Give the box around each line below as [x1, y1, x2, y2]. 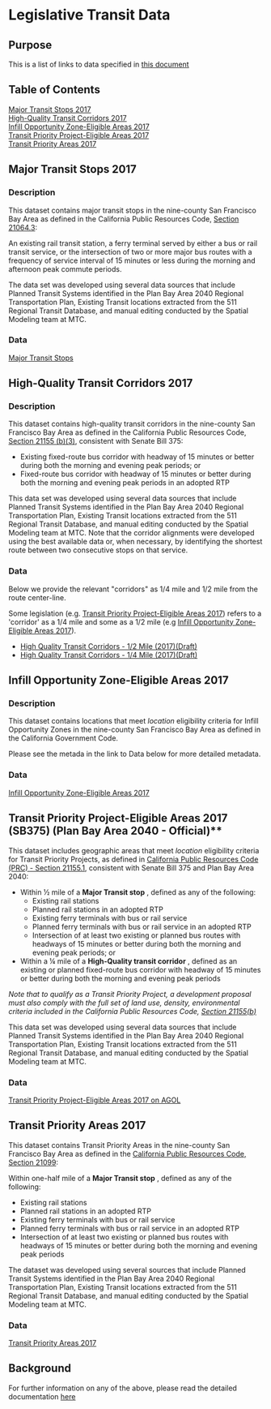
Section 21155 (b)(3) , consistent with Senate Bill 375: [8, 436, 184, 446]
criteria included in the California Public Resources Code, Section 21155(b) [8, 1006, 257, 1016]
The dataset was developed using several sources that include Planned [8, 1265, 246, 1274]
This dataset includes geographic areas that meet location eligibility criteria [8, 845, 260, 855]
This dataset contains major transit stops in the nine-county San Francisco [8, 205, 256, 215]
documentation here [8, 1391, 76, 1401]
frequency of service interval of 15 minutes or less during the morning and [8, 256, 256, 265]
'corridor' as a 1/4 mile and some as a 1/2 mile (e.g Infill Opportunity [8, 616, 235, 626]
